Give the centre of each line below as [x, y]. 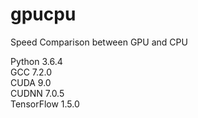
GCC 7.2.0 [31, 72]
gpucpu [43, 14]
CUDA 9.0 [31, 82]
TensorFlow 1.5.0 [45, 104]
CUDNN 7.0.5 [37, 93]
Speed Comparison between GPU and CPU [99, 42]
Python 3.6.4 [36, 61]
